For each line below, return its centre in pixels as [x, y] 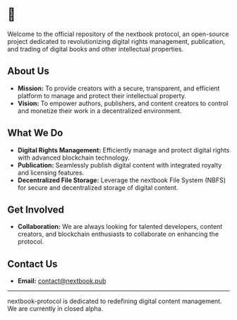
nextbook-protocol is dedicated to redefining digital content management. [115, 301]
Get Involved [36, 209]
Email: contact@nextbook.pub [62, 281]
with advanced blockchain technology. [74, 158]
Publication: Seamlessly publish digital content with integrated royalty [120, 165]
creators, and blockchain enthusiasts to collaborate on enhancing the [118, 234]
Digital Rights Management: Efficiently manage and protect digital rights [123, 150]
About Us [28, 71]
